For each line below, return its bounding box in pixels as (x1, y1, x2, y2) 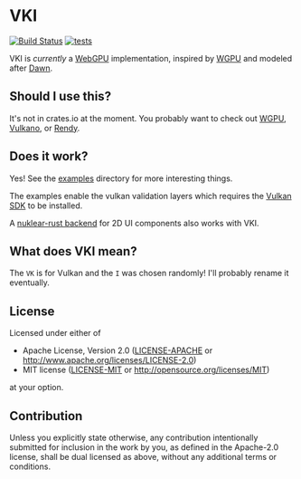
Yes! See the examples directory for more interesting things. (9, 173, 233, 184)
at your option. (9, 382, 64, 393)
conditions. (9, 461, 52, 472)
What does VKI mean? (9, 244, 137, 259)
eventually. (9, 277, 50, 288)
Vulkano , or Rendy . (9, 122, 80, 133)
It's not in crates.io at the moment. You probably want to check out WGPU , (9, 112, 287, 123)
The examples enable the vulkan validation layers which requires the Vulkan (9, 190, 292, 201)
